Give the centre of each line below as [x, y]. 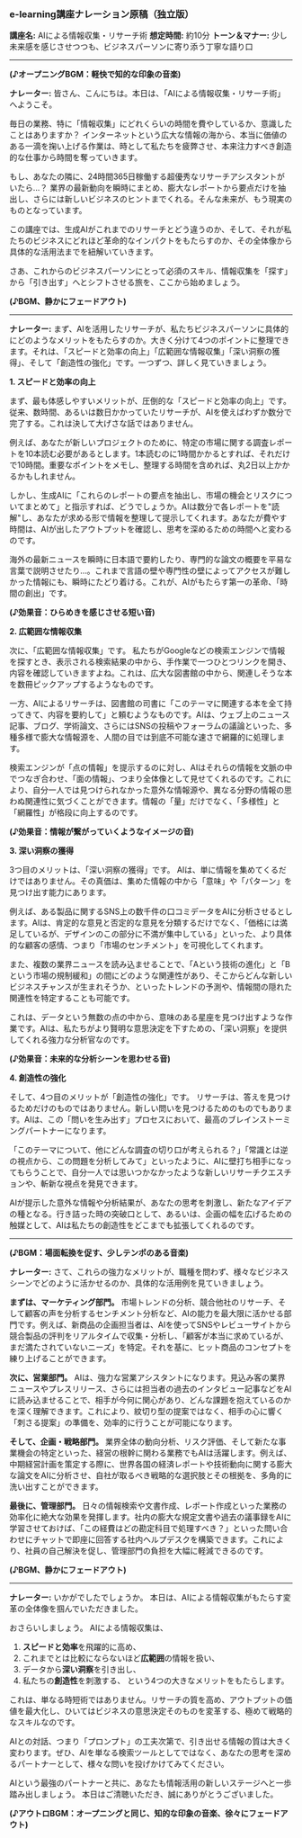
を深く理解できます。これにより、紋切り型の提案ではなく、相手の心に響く [147, 1412]
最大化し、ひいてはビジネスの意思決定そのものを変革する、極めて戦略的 [159, 1711]
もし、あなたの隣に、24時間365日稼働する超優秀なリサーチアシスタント [143, 176]
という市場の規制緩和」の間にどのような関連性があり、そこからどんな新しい [151, 976]
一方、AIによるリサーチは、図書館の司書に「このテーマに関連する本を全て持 [151, 704]
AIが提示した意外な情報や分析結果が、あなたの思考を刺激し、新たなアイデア [151, 1203]
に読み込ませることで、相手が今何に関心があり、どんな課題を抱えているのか [151, 1400]
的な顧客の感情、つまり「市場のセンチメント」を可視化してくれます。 [138, 946]
